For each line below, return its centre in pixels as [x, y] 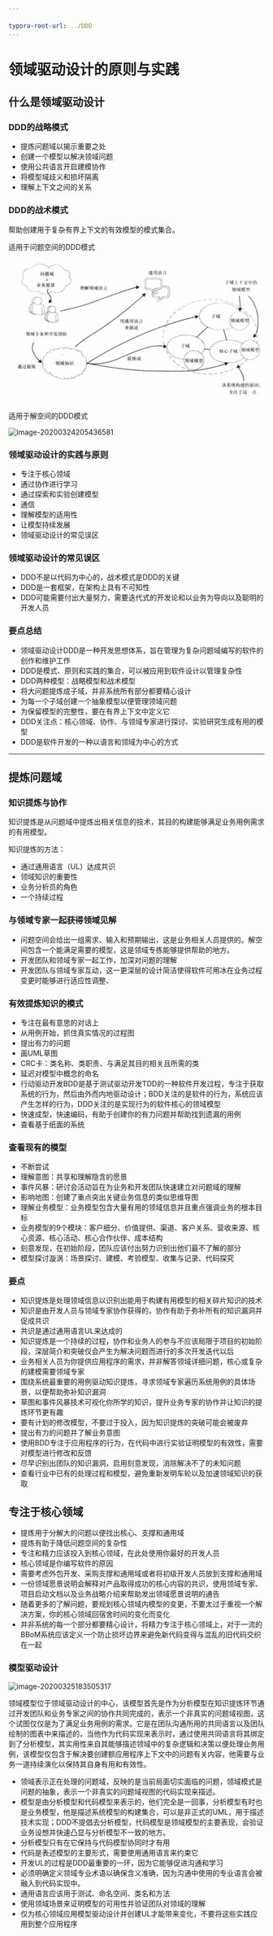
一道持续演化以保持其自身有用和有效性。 [83, 1764]
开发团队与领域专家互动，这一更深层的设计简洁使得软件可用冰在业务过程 [141, 970]
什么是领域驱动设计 [56, 102]
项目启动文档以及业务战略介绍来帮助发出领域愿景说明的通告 [120, 1594]
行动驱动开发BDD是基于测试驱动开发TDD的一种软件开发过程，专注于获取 [142, 1083]
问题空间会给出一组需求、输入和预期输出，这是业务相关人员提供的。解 [138, 939]
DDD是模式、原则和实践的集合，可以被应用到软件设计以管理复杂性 [131, 671]
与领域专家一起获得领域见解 [63, 920]
